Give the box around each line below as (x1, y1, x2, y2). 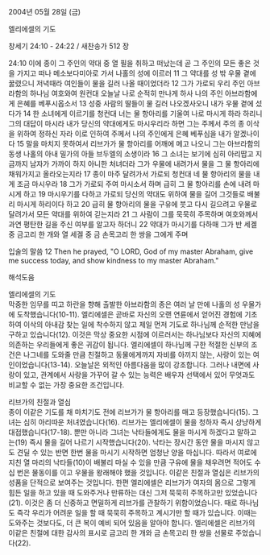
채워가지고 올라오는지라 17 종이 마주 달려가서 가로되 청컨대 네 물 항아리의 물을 (8, 169, 251, 179)
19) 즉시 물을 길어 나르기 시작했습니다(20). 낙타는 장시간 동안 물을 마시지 (17, 437, 246, 447)
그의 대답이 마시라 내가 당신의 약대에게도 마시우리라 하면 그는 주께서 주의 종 (8, 119, 245, 128)
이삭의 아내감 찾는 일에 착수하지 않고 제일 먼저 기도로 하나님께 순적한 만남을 (23, 320, 260, 329)
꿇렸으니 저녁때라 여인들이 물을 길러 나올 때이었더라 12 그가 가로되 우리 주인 (8, 79, 246, 88)
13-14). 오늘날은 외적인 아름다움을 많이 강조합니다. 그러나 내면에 (49, 360, 251, 369)
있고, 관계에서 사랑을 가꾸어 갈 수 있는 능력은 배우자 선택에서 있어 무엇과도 (23, 370, 255, 379)
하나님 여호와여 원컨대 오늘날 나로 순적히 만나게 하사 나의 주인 (29, 89, 223, 98)
